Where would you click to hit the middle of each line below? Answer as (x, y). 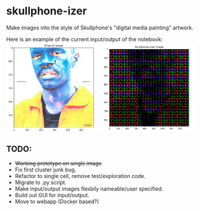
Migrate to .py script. (41, 183)
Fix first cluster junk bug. (46, 170)
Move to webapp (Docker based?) (57, 201)
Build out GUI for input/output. (52, 195)
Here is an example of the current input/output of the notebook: (84, 39)
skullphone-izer (47, 11)
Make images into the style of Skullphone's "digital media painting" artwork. (100, 28)
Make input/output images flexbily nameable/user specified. (89, 189)
